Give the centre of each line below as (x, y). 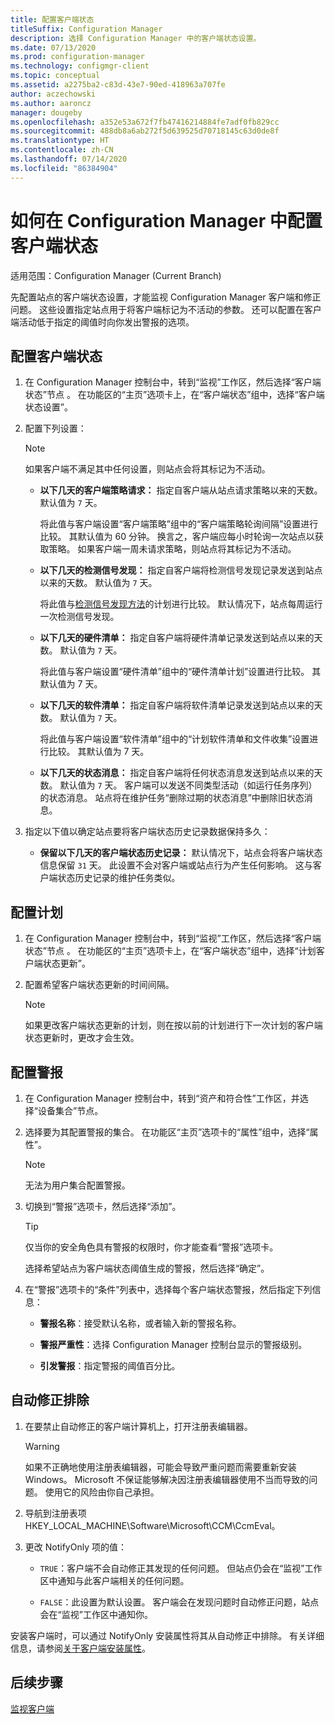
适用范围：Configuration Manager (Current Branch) (116, 275)
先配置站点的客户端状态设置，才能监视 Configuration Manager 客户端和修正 (166, 297)
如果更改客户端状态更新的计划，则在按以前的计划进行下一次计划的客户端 (173, 1025)
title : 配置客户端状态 (52, 19)
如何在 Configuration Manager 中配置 (166, 220)
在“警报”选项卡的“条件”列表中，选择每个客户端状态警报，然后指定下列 (168, 1289)
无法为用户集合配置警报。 (77, 1185)
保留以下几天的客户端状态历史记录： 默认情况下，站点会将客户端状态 (181, 853)
